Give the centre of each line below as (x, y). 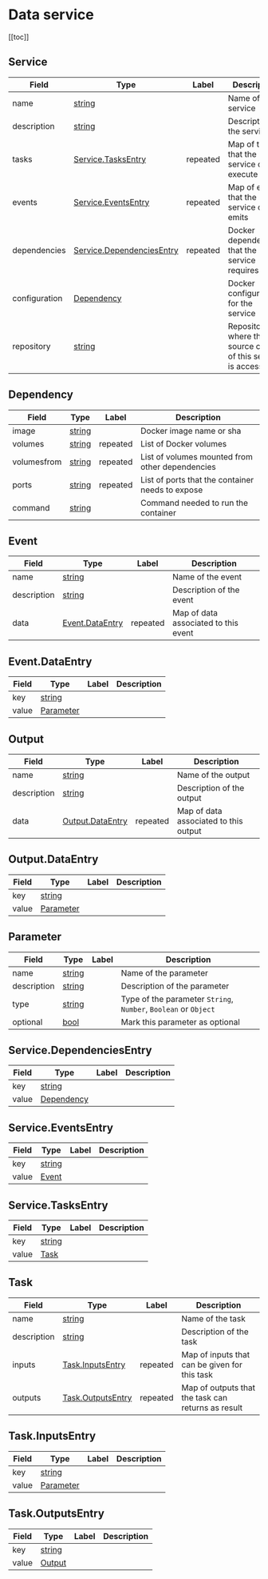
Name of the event (207, 577)
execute (243, 174)
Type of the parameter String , (177, 999)
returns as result (212, 1408)
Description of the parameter (175, 986)
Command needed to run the (195, 503)
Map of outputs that (218, 1388)
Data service (51, 15)
